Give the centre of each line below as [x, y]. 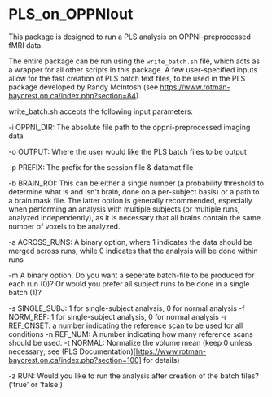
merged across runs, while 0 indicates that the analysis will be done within [133, 251]
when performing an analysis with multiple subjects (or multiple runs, [124, 209]
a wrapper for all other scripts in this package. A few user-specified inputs [133, 69]
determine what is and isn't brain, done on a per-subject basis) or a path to [134, 191]
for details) [162, 360]
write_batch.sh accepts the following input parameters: [101, 111]
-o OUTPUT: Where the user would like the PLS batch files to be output [127, 151]
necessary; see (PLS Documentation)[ [72, 351]
